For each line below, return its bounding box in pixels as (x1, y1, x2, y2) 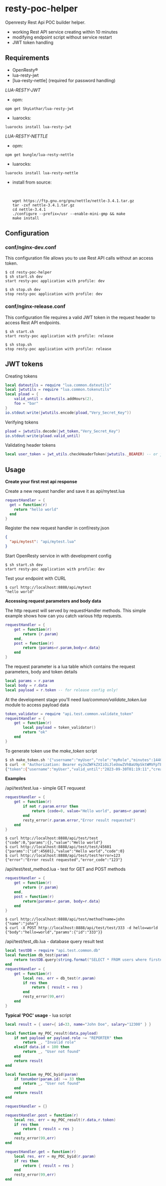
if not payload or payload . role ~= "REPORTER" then (14, 1035, 123, 1041)
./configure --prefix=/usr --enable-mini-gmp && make (12, 211, 125, 216)
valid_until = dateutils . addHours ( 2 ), (14, 396, 94, 401)
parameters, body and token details (5, 669, 78, 675)
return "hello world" (14, 507, 58, 512)
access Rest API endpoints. (5, 320, 61, 326)
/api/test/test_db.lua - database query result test (5, 939, 104, 945)
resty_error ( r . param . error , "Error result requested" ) (23, 817, 136, 823)
